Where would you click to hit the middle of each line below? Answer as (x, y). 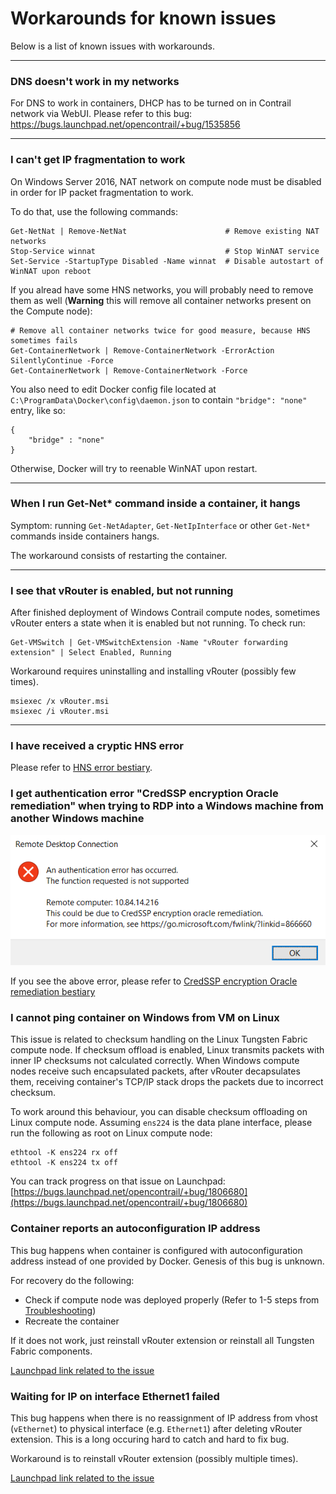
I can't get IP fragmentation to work (98, 160)
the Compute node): (51, 311)
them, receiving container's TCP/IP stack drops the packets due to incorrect (167, 1082)
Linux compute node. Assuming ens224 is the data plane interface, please (161, 1123)
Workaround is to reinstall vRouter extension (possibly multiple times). (154, 1458)
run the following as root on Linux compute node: (111, 1133)
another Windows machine (77, 819)
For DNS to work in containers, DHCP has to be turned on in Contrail (151, 103)
